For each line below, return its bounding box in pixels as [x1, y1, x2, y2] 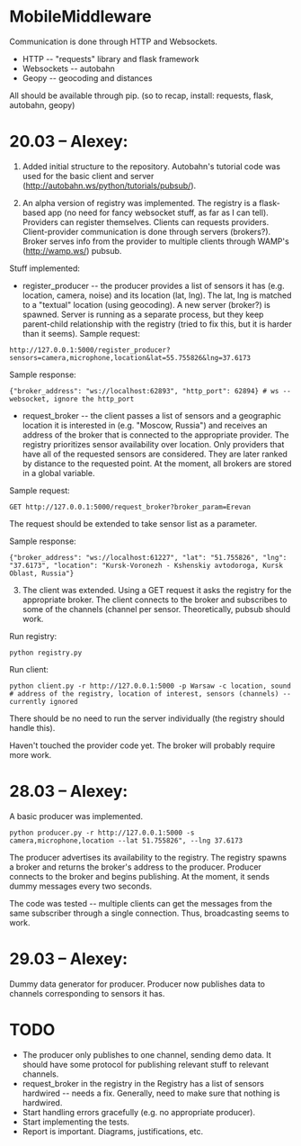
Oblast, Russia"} [9, 569, 75, 578]
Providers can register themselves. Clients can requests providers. [22, 216, 270, 227]
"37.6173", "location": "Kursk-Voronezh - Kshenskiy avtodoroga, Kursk [9, 561, 283, 570]
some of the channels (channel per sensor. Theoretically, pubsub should [22, 603, 291, 614]
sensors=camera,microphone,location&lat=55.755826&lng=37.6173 [9, 353, 252, 362]
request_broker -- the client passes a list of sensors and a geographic [22, 410, 281, 420]
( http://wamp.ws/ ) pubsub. [22, 245, 122, 256]
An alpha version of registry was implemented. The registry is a [22, 197, 258, 208]
